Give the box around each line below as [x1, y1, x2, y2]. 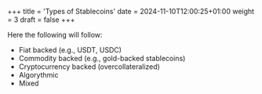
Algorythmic [18, 70, 59, 79]
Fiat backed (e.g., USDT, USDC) [18, 45, 122, 54]
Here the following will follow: [7, 31, 103, 39]
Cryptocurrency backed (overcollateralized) [18, 62, 160, 71]
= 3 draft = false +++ [7, 15, 75, 24]
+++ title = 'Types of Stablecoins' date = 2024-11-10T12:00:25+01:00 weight [7, 7, 255, 16]
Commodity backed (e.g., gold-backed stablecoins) [18, 54, 186, 63]
